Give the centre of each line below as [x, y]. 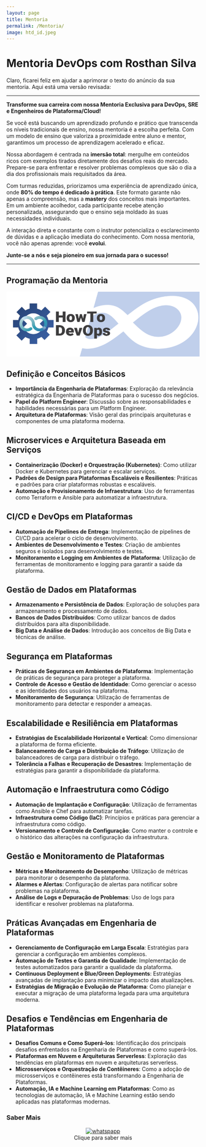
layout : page [23, 13]
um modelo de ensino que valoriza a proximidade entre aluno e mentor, [96, 136]
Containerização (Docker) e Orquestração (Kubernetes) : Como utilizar [106, 465]
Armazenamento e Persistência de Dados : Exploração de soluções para [107, 605]
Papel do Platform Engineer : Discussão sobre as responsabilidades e [103, 402]
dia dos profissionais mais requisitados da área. [67, 174]
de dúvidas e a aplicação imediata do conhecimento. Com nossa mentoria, [101, 237]
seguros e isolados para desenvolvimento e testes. [79, 551]
